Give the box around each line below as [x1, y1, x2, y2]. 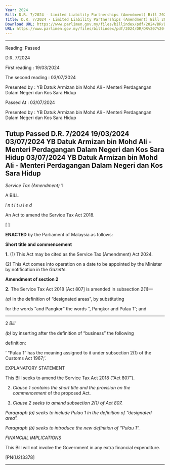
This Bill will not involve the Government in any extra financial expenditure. [5, 444, 160, 450]
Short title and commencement [5, 241, 72, 247]
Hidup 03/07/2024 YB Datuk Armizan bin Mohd [5, 153, 158, 162]
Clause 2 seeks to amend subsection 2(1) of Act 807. [12, 400, 123, 406]
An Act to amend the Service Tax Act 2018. [5, 211, 95, 218]
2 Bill [5, 320, 16, 326]
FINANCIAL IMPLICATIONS [5, 435, 62, 441]
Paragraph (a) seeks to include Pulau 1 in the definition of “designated [5, 409, 152, 416]
